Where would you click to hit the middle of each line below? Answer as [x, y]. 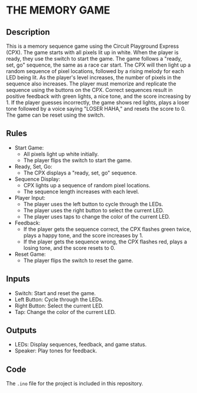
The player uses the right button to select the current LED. [94, 210]
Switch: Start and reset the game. [55, 293]
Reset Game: [30, 254]
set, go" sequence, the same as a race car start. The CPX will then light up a [98, 65]
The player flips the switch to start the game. [78, 160]
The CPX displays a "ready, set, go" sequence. [80, 173]
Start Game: [29, 147]
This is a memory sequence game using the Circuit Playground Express [93, 46]
